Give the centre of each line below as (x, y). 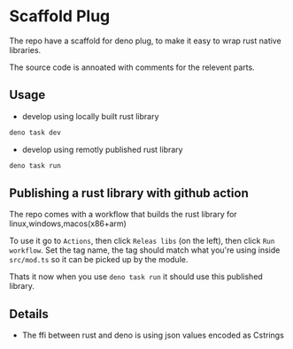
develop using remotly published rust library (102, 149)
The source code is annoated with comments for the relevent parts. (132, 67)
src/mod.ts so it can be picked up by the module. (99, 260)
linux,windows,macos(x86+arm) (68, 224)
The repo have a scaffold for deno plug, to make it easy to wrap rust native (145, 41)
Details (29, 314)
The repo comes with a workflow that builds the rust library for (123, 215)
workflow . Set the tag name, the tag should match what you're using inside (145, 250)
